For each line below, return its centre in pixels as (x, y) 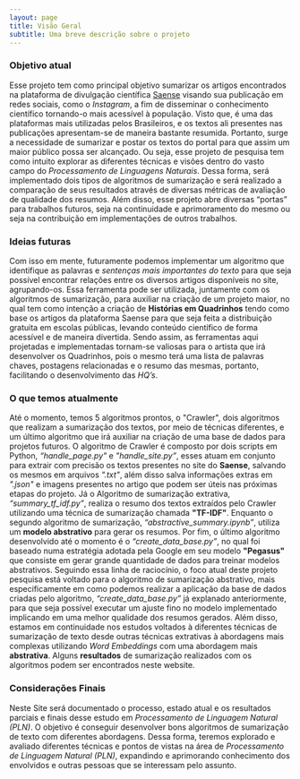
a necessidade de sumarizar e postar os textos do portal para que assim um (150, 142)
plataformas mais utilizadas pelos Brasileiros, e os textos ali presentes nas (146, 123)
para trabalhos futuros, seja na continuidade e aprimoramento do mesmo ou (150, 209)
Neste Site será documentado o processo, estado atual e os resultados (140, 707)
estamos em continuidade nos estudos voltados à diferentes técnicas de (143, 627)
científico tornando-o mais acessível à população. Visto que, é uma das (141, 114)
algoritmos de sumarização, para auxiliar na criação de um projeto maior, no (150, 299)
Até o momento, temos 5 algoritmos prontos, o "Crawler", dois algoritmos (145, 418)
